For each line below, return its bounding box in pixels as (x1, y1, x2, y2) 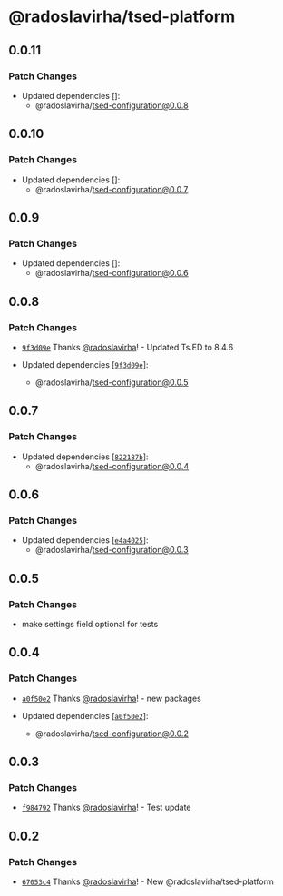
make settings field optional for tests (21, 619, 159, 629)
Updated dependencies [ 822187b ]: (21, 451, 149, 462)
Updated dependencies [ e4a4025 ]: (21, 535, 149, 546)
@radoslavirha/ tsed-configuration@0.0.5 (34, 377, 189, 388)
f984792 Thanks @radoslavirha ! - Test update (21, 802, 191, 813)
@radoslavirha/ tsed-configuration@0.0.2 (34, 728, 190, 739)
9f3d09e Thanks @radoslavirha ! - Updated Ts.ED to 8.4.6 (21, 341, 234, 352)
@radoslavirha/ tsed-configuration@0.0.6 (34, 268, 189, 279)
